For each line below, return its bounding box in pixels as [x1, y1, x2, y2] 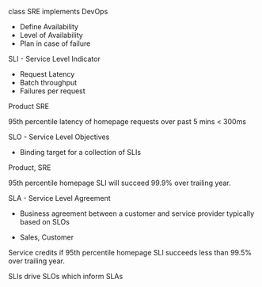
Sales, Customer [19, 232, 74, 242]
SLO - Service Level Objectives [8, 132, 110, 142]
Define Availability [19, 22, 79, 31]
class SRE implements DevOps [8, 7, 108, 16]
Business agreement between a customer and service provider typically [19, 209, 255, 218]
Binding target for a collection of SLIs [19, 148, 141, 157]
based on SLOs [19, 217, 70, 226]
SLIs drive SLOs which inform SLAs [8, 272, 123, 281]
